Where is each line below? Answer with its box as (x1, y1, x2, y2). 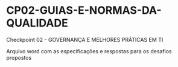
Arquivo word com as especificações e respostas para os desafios (6, 47, 172, 54)
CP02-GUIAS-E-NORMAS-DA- (6, 4, 162, 17)
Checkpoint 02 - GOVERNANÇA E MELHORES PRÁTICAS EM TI (6, 36, 164, 43)
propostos (6, 54, 32, 61)
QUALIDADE (6, 16, 68, 30)
